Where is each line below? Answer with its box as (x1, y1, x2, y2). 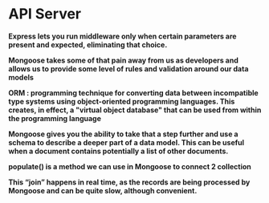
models (8, 72, 35, 82)
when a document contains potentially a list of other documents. (8, 146, 229, 156)
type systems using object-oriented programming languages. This (8, 96, 235, 106)
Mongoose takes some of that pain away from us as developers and (8, 55, 239, 65)
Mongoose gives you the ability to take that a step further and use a (8, 129, 238, 139)
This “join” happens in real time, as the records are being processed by (8, 177, 251, 187)
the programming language (8, 113, 102, 123)
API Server (8, 5, 82, 23)
